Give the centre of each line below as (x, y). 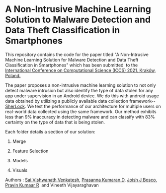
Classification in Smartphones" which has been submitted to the (72, 65)
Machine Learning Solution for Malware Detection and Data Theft (72, 60)
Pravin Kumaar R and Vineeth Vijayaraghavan (52, 185)
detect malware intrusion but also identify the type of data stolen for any (79, 90)
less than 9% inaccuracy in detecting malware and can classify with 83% (80, 117)
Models (20, 160)
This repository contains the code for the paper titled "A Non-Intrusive (77, 54)
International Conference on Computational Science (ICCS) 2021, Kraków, (81, 70)
